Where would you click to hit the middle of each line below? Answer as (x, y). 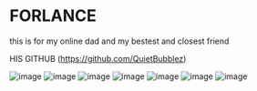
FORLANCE (53, 16)
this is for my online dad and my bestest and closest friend (119, 41)
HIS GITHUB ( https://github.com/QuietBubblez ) (98, 58)
